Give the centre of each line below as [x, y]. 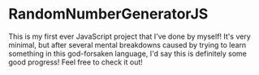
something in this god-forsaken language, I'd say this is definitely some [128, 53]
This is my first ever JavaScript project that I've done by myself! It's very [129, 36]
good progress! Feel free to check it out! [76, 62]
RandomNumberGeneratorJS [108, 14]
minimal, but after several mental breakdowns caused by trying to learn [127, 44]
